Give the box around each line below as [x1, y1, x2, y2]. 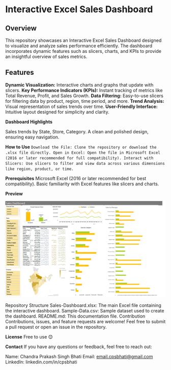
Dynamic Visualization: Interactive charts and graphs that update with [5, 81, 154, 88]
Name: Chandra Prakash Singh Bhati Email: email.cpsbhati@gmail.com [5, 353, 153, 359]
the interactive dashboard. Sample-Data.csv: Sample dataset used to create [5, 307, 164, 314]
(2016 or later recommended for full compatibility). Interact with [5, 155, 154, 161]
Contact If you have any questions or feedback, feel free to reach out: [5, 344, 152, 350]
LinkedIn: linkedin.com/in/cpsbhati [5, 359, 77, 365]
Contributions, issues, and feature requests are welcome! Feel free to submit [5, 318, 166, 324]
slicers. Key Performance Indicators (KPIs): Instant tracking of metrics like [5, 87, 163, 93]
